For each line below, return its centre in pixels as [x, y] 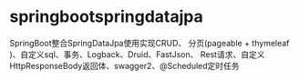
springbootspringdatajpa [106, 17]
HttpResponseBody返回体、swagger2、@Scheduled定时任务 [124, 65]
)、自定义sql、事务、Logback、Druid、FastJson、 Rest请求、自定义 [137, 54]
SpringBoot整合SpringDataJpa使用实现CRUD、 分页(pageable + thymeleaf [149, 43]
